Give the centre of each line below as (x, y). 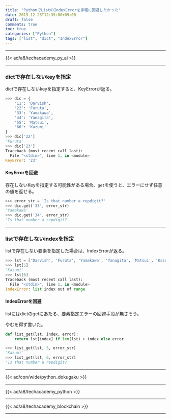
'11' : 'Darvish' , (33, 103)
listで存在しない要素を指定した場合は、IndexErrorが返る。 (66, 251)
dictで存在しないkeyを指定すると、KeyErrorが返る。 (60, 89)
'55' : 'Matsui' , (32, 122)
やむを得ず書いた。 (25, 324)
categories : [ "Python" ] (31, 34)
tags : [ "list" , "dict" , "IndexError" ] (46, 39)
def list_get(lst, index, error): (42, 334)
